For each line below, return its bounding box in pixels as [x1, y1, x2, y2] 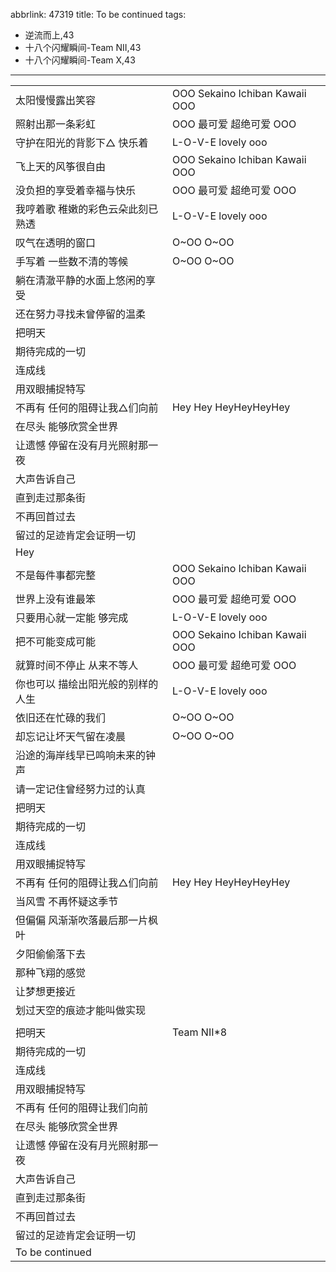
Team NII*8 [171, 1025, 228, 1039]
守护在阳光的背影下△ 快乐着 [15, 136, 149, 149]
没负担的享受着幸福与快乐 [15, 184, 137, 197]
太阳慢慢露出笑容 [15, 94, 97, 107]
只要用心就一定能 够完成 [15, 611, 129, 624]
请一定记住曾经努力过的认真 [15, 782, 147, 796]
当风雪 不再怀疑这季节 [15, 895, 119, 908]
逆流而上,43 [24, 29, 75, 41]
